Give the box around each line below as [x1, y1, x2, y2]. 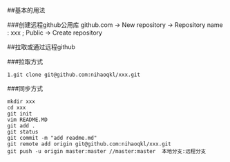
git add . [7, 123, 36, 129]
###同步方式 [7, 84, 44, 92]
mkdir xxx [7, 98, 36, 105]
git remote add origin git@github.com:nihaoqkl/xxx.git [7, 141, 171, 147]
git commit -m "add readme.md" [7, 134, 97, 141]
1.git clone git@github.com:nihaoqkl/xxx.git [7, 71, 140, 78]
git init [7, 110, 32, 117]
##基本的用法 [7, 6, 46, 14]
